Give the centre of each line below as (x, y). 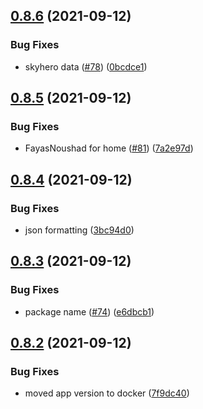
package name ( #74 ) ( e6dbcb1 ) (89, 311)
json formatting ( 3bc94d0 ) (79, 230)
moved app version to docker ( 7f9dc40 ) (107, 393)
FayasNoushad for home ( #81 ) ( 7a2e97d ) (109, 148)
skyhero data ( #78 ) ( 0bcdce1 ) (86, 66)
